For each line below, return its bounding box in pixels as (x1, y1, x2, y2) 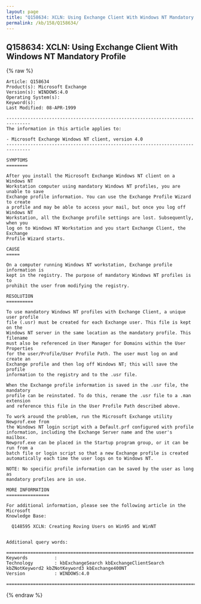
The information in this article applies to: (6, 126, 121, 132)
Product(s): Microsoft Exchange (6, 84, 87, 90)
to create (6, 199, 31, 205)
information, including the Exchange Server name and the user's (6, 429, 172, 435)
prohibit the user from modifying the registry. (6, 283, 130, 289)
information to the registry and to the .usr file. (6, 372, 138, 378)
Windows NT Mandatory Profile (6, 51, 127, 62)
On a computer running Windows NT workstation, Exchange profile (6, 262, 172, 268)
